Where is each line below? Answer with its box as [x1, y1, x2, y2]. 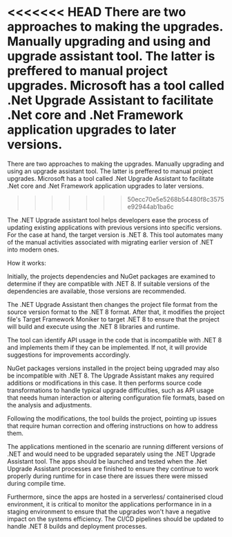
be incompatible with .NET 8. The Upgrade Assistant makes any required [7, 371, 214, 380]
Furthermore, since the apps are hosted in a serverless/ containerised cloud [7, 493, 224, 501]
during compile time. [7, 479, 66, 487]
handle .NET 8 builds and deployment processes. [7, 522, 147, 530]
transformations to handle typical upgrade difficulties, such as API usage [7, 386, 214, 394]
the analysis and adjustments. [7, 400, 92, 409]
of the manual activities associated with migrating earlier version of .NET [7, 238, 214, 246]
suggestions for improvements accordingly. [7, 351, 131, 359]
